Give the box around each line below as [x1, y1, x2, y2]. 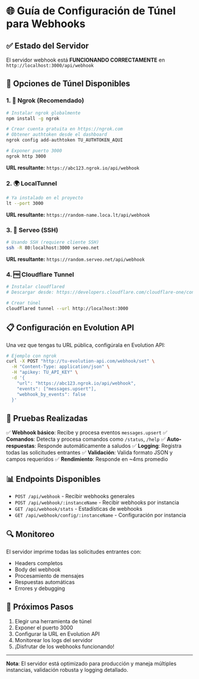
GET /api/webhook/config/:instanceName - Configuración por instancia [14, 511, 187, 519]
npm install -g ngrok [6, 116, 60, 121]
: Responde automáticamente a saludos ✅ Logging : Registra [34, 443, 182, 450]
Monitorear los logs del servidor [14, 636, 93, 643]
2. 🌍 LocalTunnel [6, 179, 57, 187]
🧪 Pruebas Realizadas [6, 413, 88, 423]
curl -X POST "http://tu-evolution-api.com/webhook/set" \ [6, 358, 155, 364]
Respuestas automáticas [14, 578, 75, 585]
